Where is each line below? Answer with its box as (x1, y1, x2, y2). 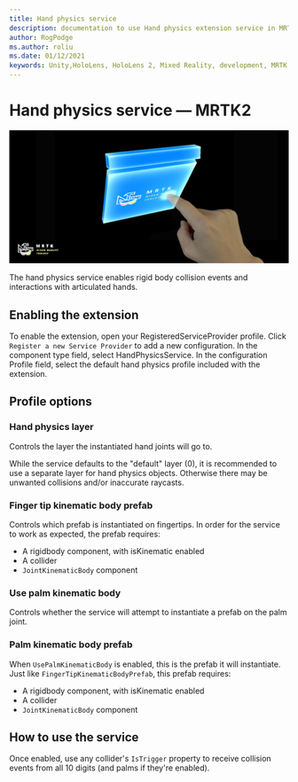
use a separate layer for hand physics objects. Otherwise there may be (9, 467, 268, 478)
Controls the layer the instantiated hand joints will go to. (9, 441, 213, 451)
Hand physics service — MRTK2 (9, 100, 252, 121)
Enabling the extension (9, 307, 139, 323)
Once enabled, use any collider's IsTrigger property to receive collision (9, 754, 272, 764)
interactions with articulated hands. (9, 282, 138, 293)
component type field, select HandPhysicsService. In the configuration (9, 349, 268, 360)
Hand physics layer (9, 421, 95, 434)
